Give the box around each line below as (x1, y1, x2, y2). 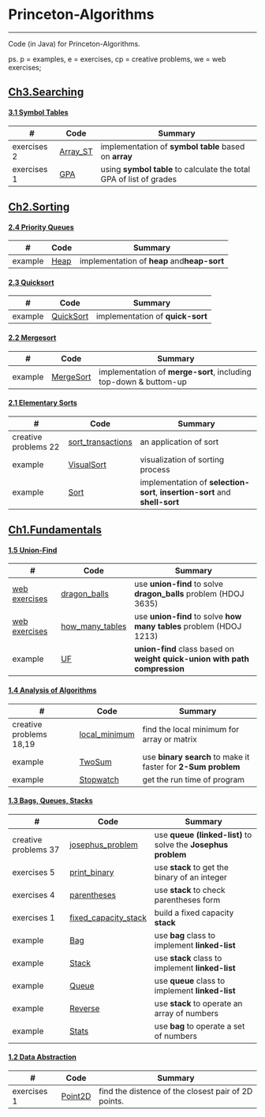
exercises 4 (12, 889, 55, 900)
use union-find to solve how (133, 611, 242, 622)
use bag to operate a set (154, 1020, 245, 1031)
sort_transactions (68, 436, 132, 447)
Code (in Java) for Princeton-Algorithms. (8, 39, 140, 48)
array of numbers (154, 1007, 219, 1018)
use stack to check (154, 884, 226, 895)
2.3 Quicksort (8, 278, 54, 287)
